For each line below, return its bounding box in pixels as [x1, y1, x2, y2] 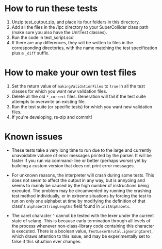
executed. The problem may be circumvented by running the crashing [11, 188, 151, 194]
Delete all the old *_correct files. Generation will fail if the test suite [11, 93, 146, 99]
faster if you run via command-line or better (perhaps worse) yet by [11, 158, 147, 163]
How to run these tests [4, 3, 98, 14]
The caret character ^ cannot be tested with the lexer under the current [11, 213, 154, 218]
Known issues [4, 131, 63, 142]
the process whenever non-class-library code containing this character [11, 223, 155, 229]
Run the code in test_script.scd [11, 35, 74, 40]
